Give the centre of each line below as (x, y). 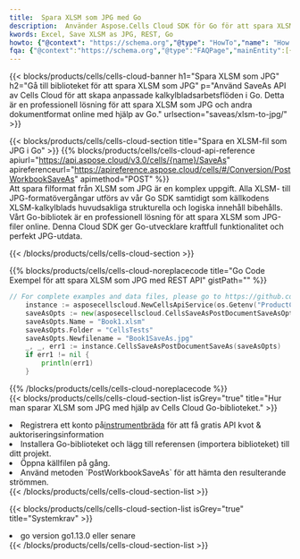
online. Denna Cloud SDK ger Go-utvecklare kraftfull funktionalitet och (154, 227)
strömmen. (29, 482)
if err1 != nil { (58, 355)
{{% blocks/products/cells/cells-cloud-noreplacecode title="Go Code (137, 271)
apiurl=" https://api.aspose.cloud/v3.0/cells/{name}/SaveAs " (120, 160)
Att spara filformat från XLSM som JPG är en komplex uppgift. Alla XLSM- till (150, 189)
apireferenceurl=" (42, 170)
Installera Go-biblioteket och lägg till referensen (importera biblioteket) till (155, 444)
